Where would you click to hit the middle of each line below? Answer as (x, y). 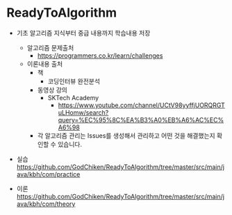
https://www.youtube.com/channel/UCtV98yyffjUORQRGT (141, 105)
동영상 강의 (52, 90)
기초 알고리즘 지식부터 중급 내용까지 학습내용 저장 (83, 33)
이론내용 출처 (45, 63)
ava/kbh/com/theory (46, 204)
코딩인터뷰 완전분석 (74, 81)
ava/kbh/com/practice (48, 174)
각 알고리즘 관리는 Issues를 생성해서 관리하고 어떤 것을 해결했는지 (126, 135)
